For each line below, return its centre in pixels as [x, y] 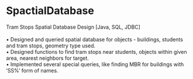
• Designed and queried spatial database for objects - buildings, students [94, 39]
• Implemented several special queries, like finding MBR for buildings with [95, 64]
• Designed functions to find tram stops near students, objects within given [96, 51]
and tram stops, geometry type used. [51, 46]
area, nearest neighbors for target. [48, 58]
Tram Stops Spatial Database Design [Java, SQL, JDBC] [73, 27]
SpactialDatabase [50, 11]
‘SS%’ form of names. [32, 70]
